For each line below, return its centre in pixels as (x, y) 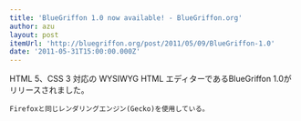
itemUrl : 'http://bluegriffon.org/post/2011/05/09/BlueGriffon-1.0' (142, 43)
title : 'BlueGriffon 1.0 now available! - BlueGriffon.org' (126, 18)
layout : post (34, 35)
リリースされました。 (49, 90)
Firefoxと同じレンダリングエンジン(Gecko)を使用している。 (109, 109)
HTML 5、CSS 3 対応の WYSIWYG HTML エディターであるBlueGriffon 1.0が (150, 79)
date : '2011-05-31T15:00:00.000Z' (75, 52)
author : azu (32, 26)
